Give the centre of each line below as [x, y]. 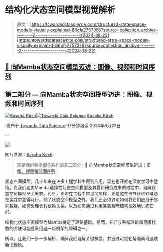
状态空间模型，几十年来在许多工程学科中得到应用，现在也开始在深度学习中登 [81, 181]
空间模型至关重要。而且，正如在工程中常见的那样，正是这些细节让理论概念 [83, 194]
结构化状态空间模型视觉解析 [60, 10]
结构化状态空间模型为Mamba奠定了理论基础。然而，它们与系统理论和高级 [78, 222]
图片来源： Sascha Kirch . [30, 155]
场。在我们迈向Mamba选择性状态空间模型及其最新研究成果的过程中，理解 [78, 188]
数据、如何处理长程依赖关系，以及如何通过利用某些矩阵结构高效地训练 [79, 206]
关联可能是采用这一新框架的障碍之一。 [52, 228]
